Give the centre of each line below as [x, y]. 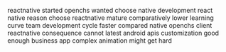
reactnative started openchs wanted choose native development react [110, 10]
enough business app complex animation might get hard [90, 41]
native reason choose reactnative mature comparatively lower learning [111, 18]
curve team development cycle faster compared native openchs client [110, 25]
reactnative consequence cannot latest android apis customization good [113, 33]
